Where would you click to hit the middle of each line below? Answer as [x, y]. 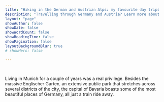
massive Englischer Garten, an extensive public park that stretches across [80, 83]
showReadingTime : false [30, 37]
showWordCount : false [27, 32]
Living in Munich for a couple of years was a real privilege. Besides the [77, 78]
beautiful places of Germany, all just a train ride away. [60, 94]
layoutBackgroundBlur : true [34, 46]
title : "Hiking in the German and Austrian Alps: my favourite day [76, 10]
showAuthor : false [24, 23]
